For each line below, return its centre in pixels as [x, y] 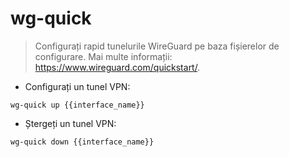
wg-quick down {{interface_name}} [82, 142]
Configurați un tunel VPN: [77, 86]
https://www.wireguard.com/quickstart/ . [117, 67]
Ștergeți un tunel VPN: [70, 123]
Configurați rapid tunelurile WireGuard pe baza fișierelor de [157, 46]
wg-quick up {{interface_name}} [77, 105]
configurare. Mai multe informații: [103, 56]
